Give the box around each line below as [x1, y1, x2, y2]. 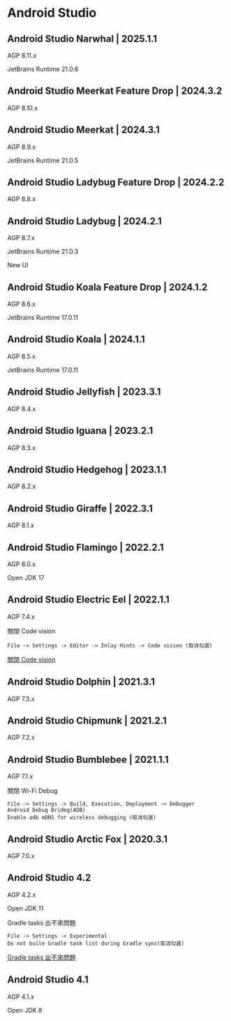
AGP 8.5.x [7, 352, 36, 360]
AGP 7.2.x [7, 733, 35, 742]
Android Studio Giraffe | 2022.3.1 [7, 502, 154, 514]
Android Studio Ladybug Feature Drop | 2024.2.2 [7, 176, 225, 188]
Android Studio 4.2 [7, 872, 91, 884]
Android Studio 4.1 [7, 974, 89, 986]
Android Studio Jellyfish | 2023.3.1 [7, 386, 161, 398]
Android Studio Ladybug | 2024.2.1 [7, 215, 162, 227]
